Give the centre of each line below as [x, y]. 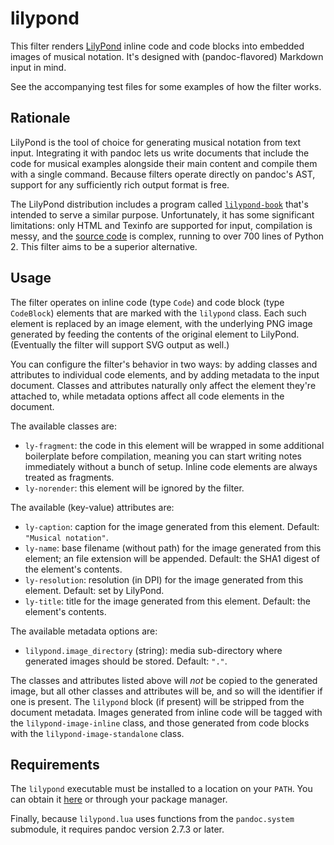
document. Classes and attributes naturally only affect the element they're [163, 385]
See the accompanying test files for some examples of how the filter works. [166, 86]
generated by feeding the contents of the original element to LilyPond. [155, 334]
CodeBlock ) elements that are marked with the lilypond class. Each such [158, 313]
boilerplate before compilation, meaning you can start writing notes [163, 456]
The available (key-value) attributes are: [92, 507]
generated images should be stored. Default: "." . [126, 661]
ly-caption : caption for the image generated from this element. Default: [172, 526]
